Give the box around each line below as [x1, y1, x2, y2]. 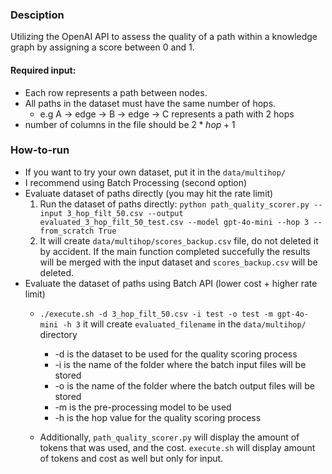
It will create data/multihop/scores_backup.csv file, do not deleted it [39, 234, 319, 247]
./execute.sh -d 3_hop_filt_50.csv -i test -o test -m [39, 309, 273, 319]
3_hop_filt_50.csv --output [66, 208, 184, 218]
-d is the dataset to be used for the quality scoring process [54, 348, 298, 360]
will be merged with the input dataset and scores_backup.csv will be [39, 256, 318, 268]
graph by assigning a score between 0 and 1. [10, 41, 195, 53]
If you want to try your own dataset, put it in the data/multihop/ [24, 166, 287, 178]
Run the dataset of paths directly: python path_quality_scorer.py [39, 198, 310, 210]
